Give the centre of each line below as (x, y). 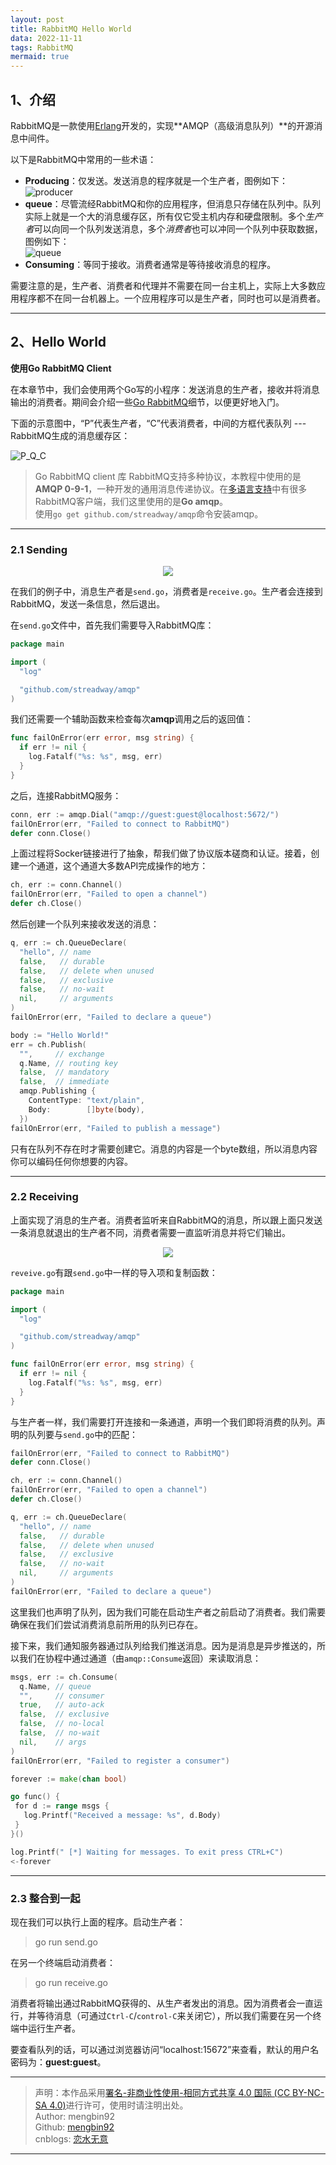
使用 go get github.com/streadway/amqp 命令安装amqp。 (149, 513)
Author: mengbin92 (74, 2116)
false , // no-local (62, 1724)
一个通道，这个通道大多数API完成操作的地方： (113, 866)
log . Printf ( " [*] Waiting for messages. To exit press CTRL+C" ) (147, 1852)
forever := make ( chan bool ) (69, 1779)
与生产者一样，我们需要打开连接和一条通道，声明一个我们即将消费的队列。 (163, 1422)
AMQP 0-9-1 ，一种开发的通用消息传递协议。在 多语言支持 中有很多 (171, 488)
